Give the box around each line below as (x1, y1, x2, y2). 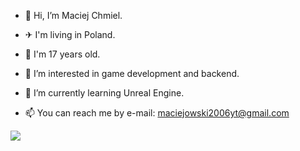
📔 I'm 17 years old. (24, 48, 101, 60)
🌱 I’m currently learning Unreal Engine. (24, 87, 185, 99)
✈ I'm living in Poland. (24, 29, 116, 40)
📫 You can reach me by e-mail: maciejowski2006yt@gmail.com (24, 107, 290, 119)
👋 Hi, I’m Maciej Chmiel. (24, 10, 123, 21)
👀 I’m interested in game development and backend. (24, 68, 240, 79)
